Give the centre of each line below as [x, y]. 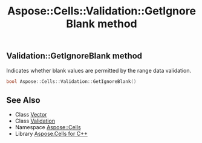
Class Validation [35, 121]
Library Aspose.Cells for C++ [51, 134]
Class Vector [31, 115]
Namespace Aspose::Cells [48, 127]
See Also [23, 100]
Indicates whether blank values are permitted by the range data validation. [99, 70]
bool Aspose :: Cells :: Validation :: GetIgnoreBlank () [71, 81]
